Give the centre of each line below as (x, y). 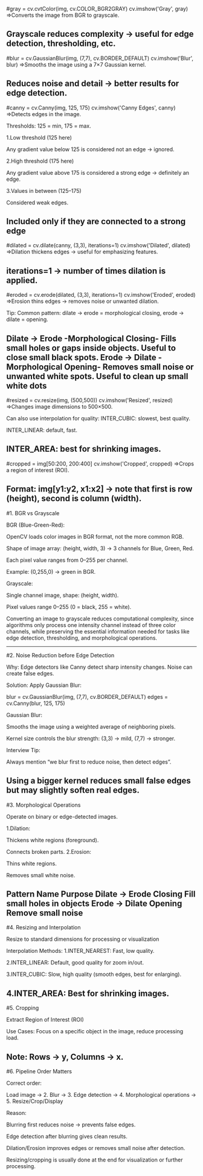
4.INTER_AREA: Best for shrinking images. (88, 993)
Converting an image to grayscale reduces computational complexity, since (100, 619)
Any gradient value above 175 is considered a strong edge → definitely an (98, 172)
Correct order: (24, 1083)
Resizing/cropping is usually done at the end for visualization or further (95, 1160)
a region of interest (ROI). (38, 470)
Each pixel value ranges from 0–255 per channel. (67, 560)
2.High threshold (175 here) (40, 161)
